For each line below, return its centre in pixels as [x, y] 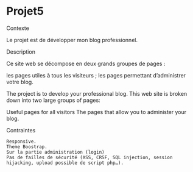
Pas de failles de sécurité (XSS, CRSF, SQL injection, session [89, 157]
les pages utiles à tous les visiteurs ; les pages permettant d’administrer [96, 75]
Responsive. [21, 142]
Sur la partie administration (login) [55, 152]
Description [21, 52]
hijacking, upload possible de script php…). [65, 163]
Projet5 [25, 11]
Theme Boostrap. [27, 147]
